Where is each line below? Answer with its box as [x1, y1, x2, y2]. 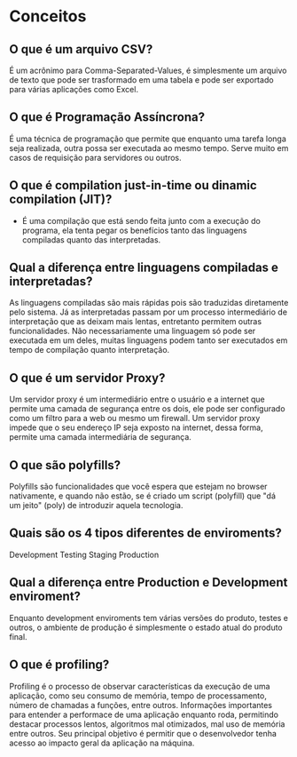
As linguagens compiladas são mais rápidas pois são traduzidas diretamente [9, 298, 289, 308]
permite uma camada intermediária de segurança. [9, 432, 192, 442]
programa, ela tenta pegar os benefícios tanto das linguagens [21, 225, 247, 235]
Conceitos [9, 6, 87, 27]
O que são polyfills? [9, 458, 121, 473]
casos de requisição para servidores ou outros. [9, 152, 182, 163]
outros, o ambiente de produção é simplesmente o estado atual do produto [9, 622, 284, 633]
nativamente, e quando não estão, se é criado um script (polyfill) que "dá [9, 490, 277, 501]
